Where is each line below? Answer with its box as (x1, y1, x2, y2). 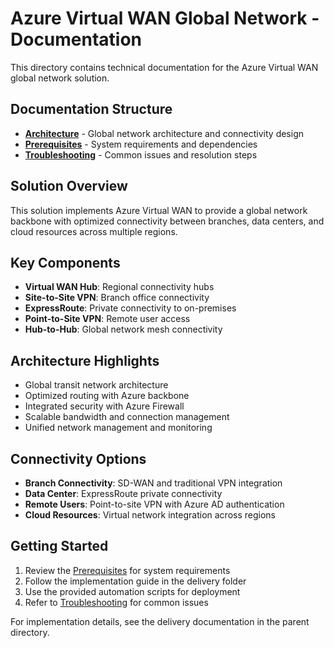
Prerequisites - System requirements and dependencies (24, 138, 258, 150)
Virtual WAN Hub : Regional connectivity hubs (24, 281, 215, 293)
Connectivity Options (10, 450, 147, 467)
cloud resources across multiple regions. (10, 225, 178, 237)
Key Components (10, 254, 121, 271)
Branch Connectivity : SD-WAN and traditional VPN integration (24, 477, 283, 489)
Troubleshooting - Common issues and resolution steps (24, 148, 258, 161)
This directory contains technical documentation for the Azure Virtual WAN (10, 61, 319, 73)
